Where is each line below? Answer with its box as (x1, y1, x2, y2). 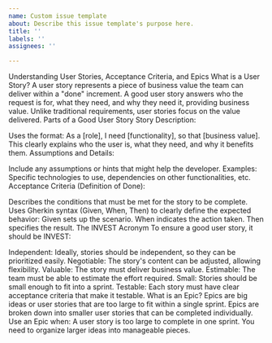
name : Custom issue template (8, 11, 107, 20)
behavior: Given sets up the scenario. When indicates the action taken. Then (8, 214, 264, 224)
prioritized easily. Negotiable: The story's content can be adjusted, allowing (8, 256, 261, 266)
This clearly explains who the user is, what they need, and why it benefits (8, 139, 254, 149)
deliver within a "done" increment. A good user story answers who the (8, 89, 244, 99)
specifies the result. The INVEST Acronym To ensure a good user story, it (8, 223, 253, 233)
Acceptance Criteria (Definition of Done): (8, 181, 146, 191)
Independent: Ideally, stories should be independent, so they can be (8, 248, 236, 257)
